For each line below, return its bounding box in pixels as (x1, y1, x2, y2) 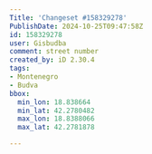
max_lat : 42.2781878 (17, 123, 95, 132)
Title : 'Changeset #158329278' (9, 13, 128, 23)
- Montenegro (9, 72, 59, 82)
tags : (9, 64, 30, 73)
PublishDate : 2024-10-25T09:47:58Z (9, 22, 144, 31)
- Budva (9, 81, 39, 90)
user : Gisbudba (9, 38, 67, 48)
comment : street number (9, 47, 100, 56)
